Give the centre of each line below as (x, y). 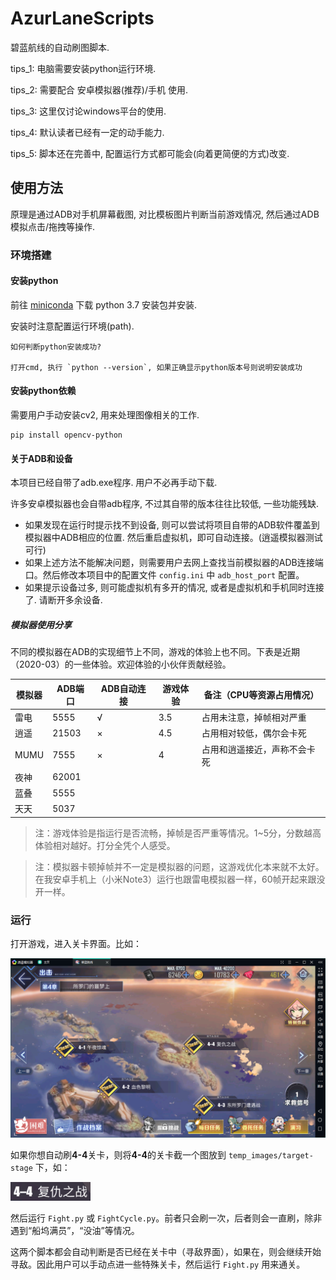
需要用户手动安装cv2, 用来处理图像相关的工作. (105, 415)
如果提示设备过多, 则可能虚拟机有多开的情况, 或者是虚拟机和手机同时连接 (174, 588)
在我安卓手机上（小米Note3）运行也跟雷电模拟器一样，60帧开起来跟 (175, 879)
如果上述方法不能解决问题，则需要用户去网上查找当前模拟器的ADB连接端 (174, 563)
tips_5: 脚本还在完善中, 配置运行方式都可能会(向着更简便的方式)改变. (150, 153)
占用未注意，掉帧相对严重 (254, 717)
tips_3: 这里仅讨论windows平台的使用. (88, 111)
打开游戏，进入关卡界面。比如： (76, 944)
